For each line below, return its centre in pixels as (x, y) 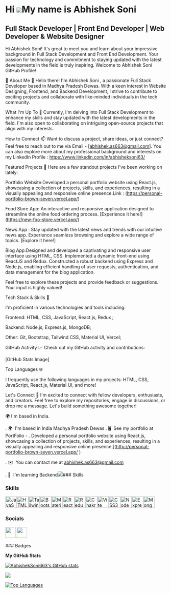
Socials (15, 519)
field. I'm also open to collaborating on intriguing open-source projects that (84, 123)
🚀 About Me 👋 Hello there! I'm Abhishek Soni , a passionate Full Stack (78, 80)
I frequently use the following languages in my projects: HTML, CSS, (77, 380)
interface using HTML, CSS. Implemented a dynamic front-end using (77, 256)
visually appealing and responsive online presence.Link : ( (66, 193)
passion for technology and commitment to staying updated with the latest (83, 60)
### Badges (18, 545)
